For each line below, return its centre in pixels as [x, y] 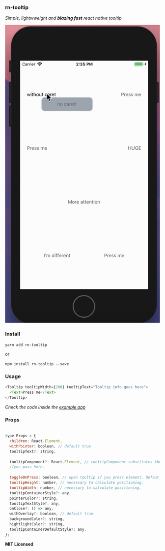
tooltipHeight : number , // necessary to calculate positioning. [77, 483]
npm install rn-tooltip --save [37, 364]
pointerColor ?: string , [34, 498]
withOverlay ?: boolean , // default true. [53, 514]
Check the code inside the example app [45, 407]
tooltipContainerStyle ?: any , [40, 493]
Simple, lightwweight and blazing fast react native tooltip [63, 18]
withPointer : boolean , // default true [50, 446]
